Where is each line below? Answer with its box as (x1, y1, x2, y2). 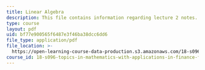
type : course (6, 20, 40, 26)
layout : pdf (6, 26, 37, 32)
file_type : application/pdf (6, 37, 78, 43)
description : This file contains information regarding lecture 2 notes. (6, 15, 198, 21)
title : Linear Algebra (6, 9, 64, 15)
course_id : (6, 54, 34, 60)
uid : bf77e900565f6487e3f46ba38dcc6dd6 (6, 32, 108, 38)
